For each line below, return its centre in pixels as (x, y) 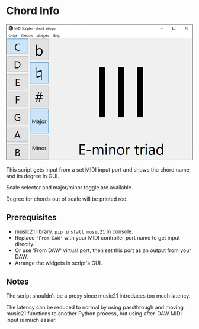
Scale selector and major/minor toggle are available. (70, 187)
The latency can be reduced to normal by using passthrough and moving (95, 307)
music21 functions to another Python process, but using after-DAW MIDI (94, 314)
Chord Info (33, 11)
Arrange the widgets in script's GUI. (58, 263)
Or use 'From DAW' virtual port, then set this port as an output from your (103, 250)
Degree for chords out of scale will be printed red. (67, 199)
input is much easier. (32, 320)
